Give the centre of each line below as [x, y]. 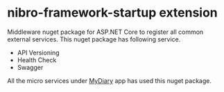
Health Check [37, 59]
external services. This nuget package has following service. [94, 39]
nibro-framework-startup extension [113, 13]
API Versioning [38, 53]
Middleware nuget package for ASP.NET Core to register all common [105, 32]
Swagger [30, 67]
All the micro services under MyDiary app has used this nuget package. [109, 80]
